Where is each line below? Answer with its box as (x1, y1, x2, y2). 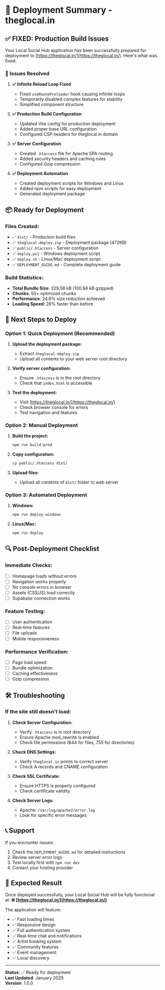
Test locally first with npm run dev (12, 859, 80, 865)
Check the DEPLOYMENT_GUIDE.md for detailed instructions (12, 849, 126, 855)
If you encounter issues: (5, 839, 54, 845)
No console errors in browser (12, 584, 72, 590)
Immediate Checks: (5, 562, 53, 569)
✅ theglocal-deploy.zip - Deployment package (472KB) (12, 239, 127, 245)
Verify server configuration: (12, 365, 71, 371)
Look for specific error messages (19, 812, 87, 818)
